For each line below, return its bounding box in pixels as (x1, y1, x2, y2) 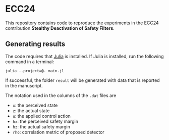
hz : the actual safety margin (12, 123, 71, 129)
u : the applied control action (12, 113, 71, 119)
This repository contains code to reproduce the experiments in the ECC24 (5, 20, 159, 26)
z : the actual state (12, 107, 50, 114)
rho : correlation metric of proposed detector (12, 129, 104, 135)
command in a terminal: (5, 59, 54, 65)
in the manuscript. (5, 82, 43, 88)
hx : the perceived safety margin (12, 118, 78, 124)
